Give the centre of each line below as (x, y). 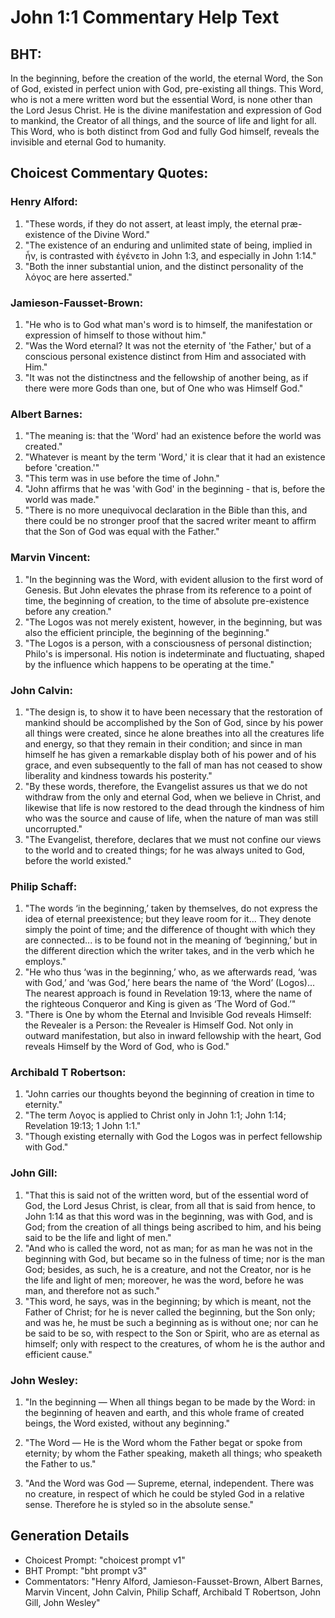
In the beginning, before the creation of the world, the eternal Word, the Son (167, 78)
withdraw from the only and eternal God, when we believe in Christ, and (173, 797)
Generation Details (70, 1536)
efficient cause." (58, 1354)
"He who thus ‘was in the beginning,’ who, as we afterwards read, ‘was (171, 972)
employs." (45, 962)
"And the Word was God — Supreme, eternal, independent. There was (169, 1483)
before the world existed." (78, 860)
